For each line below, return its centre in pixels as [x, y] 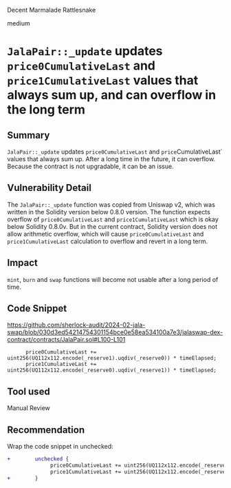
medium [19, 23]
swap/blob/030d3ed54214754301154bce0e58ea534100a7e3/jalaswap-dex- [115, 332]
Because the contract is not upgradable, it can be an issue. [90, 166]
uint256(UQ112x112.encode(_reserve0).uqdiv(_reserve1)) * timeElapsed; [112, 370]
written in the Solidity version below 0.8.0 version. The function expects [109, 212]
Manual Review [29, 408]
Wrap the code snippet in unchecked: [60, 447]
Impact [22, 263]
